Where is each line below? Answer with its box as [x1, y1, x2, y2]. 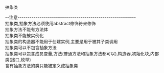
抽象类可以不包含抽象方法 [5, 45, 57, 50]
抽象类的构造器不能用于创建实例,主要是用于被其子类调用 [5, 39, 118, 44]
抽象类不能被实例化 [5, 33, 44, 38]
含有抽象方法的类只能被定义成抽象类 [5, 63, 78, 69]
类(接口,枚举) [5, 57, 31, 62]
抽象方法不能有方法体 [5, 27, 48, 32]
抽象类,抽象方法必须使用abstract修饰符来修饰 [5, 21, 96, 26]
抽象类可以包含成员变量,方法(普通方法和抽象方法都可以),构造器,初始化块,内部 [5, 51, 159, 57]
